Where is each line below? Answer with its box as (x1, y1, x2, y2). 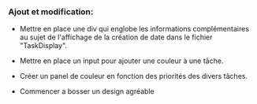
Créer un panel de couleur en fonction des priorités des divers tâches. (19, 72, 248, 81)
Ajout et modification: (8, 6, 94, 17)
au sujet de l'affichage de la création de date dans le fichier (19, 32, 213, 42)
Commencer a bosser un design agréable (19, 87, 155, 96)
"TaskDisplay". (19, 41, 68, 50)
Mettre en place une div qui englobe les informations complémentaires (19, 24, 250, 34)
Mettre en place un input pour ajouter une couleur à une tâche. (19, 56, 224, 65)
